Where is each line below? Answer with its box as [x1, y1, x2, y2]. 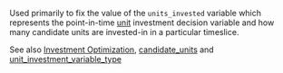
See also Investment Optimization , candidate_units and [9, 44, 215, 55]
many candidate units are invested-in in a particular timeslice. [9, 27, 239, 37]
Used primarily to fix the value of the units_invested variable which [9, 8, 261, 18]
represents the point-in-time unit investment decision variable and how [9, 17, 275, 28]
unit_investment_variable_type [9, 54, 122, 64]
